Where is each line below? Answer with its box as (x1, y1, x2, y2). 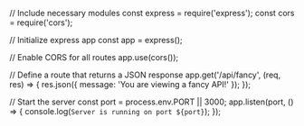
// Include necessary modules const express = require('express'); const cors (9, 8, 295, 18)
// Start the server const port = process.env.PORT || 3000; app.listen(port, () (9, 96, 294, 107)
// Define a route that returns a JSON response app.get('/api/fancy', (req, (9, 69, 281, 80)
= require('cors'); (9, 17, 73, 28)
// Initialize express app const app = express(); (9, 35, 183, 45)
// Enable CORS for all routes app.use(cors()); (9, 52, 179, 62)
